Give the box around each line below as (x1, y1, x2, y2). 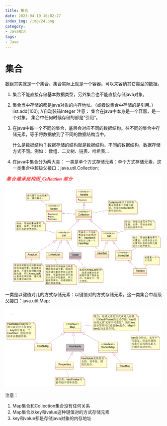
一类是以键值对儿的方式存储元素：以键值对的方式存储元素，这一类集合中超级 (5, 291, 162, 297)
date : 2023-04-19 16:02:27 (5, 13, 61, 18)
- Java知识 (5, 29, 26, 34)
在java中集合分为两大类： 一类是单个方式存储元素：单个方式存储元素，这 (12, 159, 162, 165)
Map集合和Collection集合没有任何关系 (12, 403, 90, 409)
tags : (5, 34, 16, 39)
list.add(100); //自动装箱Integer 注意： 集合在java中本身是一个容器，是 (12, 108, 156, 114)
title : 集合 (5, 8, 28, 13)
